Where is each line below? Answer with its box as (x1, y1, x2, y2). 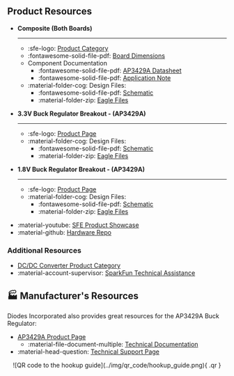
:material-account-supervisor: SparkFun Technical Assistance (17, 269, 196, 277)
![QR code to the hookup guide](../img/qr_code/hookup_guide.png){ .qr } (13, 361, 221, 369)
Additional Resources (7, 245, 81, 255)
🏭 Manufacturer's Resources (7, 290, 139, 301)
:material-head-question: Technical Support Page (17, 347, 160, 356)
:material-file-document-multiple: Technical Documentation (27, 340, 198, 348)
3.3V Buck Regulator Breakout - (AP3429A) (17, 109, 146, 118)
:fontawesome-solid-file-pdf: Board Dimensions (27, 52, 166, 60)
